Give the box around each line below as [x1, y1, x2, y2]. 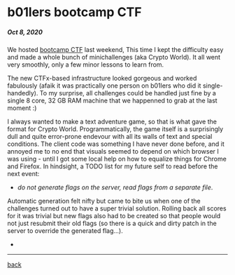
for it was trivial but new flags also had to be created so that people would [7, 212, 221, 220]
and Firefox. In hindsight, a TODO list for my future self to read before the [7, 162, 218, 170]
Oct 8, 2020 [7, 27, 43, 36]
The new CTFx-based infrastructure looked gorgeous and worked [7, 74, 197, 83]
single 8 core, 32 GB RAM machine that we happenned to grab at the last [7, 96, 218, 105]
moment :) [7, 104, 37, 112]
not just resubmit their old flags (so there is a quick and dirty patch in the [7, 219, 217, 228]
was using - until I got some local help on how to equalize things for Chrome [7, 155, 227, 163]
